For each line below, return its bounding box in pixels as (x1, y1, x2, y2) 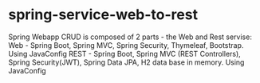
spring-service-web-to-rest (8, 6, 198, 24)
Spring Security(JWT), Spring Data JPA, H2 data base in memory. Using (8, 57, 245, 67)
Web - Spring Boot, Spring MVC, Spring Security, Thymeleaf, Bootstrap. (8, 40, 244, 49)
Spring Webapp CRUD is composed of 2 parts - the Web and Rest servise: (8, 32, 253, 41)
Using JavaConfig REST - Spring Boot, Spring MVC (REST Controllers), (8, 49, 241, 58)
